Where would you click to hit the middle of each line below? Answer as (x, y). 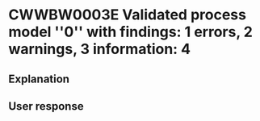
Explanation (39, 79)
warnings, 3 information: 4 (100, 49)
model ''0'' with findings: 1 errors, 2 (130, 32)
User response (46, 106)
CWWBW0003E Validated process (127, 15)
